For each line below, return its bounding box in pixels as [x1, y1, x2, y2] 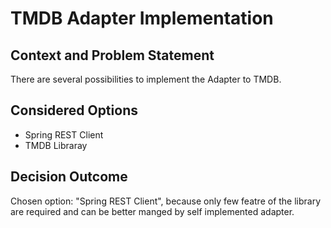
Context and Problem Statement [10, 47, 215, 64]
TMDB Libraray [24, 139, 88, 151]
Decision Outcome [10, 168, 128, 186]
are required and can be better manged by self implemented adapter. [10, 205, 295, 217]
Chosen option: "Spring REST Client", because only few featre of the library [10, 195, 322, 207]
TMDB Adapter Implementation [10, 7, 274, 30]
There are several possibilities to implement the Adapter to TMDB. [10, 73, 282, 85]
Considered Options [10, 102, 138, 119]
